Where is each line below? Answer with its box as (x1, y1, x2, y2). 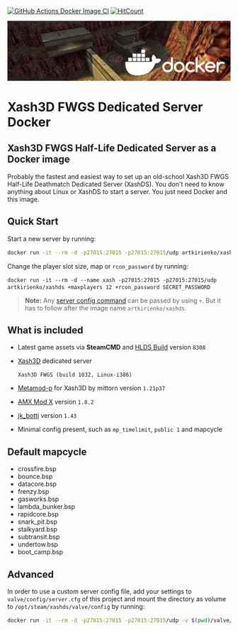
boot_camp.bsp (17, 548, 64, 556)
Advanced (7, 568, 55, 581)
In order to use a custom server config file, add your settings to (7, 587, 192, 595)
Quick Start (7, 215, 59, 227)
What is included (7, 324, 84, 336)
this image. (7, 195, 40, 203)
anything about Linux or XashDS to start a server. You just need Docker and (7, 187, 228, 195)
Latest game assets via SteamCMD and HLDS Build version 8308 (17, 343, 206, 352)
